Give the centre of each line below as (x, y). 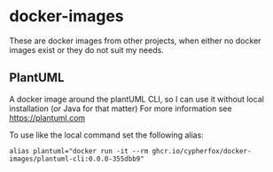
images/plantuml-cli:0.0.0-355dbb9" (77, 159)
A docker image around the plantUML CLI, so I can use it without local (136, 99)
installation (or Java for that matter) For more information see (121, 108)
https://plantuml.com (47, 117)
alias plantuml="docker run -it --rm (79, 151)
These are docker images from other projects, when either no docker (135, 41)
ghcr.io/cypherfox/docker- (202, 151)
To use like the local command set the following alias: (106, 135)
